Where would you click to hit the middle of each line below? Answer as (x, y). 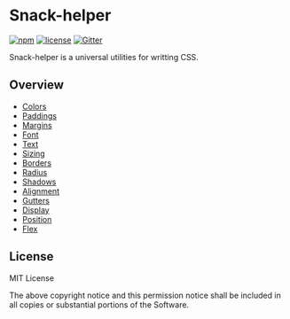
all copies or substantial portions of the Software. (99, 304)
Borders (36, 163)
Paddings (39, 115)
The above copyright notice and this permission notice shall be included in (145, 295)
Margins (37, 125)
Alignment (41, 191)
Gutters (36, 200)
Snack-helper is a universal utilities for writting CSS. (104, 57)
